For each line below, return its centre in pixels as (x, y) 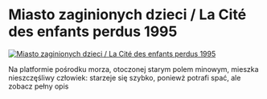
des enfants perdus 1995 (93, 32)
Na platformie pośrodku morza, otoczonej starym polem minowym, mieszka (133, 69)
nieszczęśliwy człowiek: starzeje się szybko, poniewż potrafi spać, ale (125, 77)
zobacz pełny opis (39, 86)
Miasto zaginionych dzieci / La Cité (127, 15)
